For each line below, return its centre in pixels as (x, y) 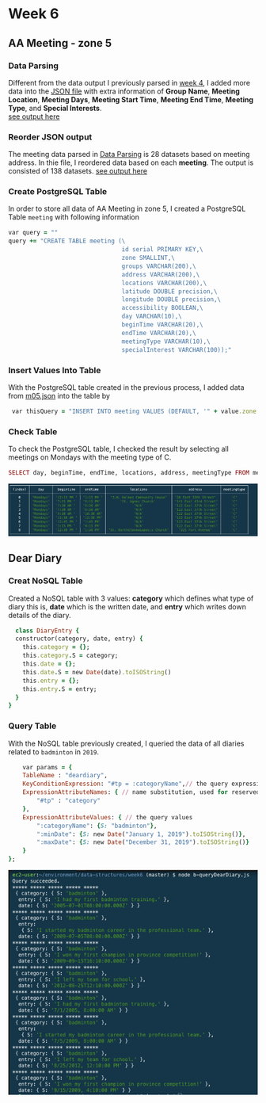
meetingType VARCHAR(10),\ (166, 342)
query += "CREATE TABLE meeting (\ (67, 241)
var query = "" (33, 233)
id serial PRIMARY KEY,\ (162, 250)
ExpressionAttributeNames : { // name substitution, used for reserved (141, 792)
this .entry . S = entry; (60, 689)
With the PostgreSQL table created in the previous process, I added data (126, 387)
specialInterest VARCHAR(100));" (177, 349)
